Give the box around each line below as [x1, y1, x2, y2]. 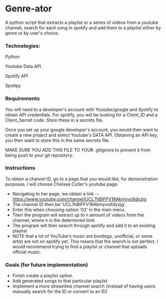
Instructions [5, 165, 36, 172]
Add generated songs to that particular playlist [12, 278, 108, 284]
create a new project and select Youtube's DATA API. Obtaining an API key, [5, 132, 158, 138]
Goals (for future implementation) [5, 261, 88, 268]
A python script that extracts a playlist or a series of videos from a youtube [5, 19, 159, 25]
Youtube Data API [5, 63, 41, 70]
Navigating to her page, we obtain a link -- [12, 191, 99, 197]
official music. [12, 249, 41, 255]
